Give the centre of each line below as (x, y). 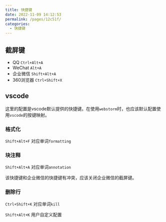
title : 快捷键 (19, 10)
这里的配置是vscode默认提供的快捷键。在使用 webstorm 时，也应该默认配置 (81, 109)
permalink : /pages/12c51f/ (33, 19)
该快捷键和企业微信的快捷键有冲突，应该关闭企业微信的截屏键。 (71, 178)
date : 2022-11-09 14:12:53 (33, 15)
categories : (17, 24)
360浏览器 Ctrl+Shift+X (37, 80)
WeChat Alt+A (27, 68)
